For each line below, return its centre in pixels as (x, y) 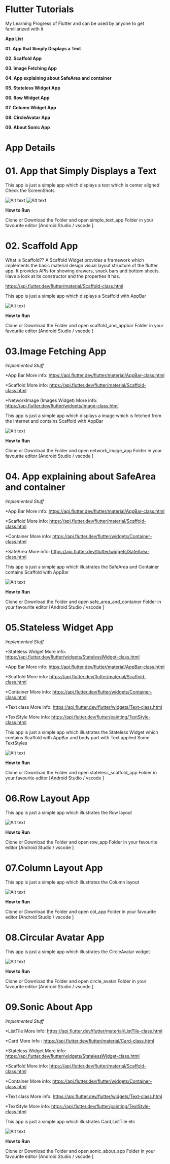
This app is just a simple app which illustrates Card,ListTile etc (70, 1121)
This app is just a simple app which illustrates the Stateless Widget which (82, 732)
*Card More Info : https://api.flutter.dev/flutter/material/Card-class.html (80, 1041)
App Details (30, 148)
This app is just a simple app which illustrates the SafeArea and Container (82, 567)
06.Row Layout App (48, 798)
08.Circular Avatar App (55, 937)
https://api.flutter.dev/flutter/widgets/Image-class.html (62, 405)
